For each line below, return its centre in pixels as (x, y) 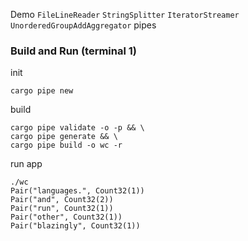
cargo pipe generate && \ (64, 137)
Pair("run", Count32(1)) (62, 209)
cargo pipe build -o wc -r (66, 145)
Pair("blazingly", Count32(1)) (75, 226)
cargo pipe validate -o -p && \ (77, 128)
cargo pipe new (42, 91)
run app (26, 164)
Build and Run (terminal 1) (74, 51)
